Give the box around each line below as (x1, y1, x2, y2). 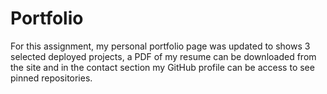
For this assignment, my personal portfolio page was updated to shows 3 (10, 40, 311, 52)
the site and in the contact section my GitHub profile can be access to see (10, 61, 315, 73)
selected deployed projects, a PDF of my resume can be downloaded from (10, 50, 317, 62)
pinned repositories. (10, 72, 93, 84)
